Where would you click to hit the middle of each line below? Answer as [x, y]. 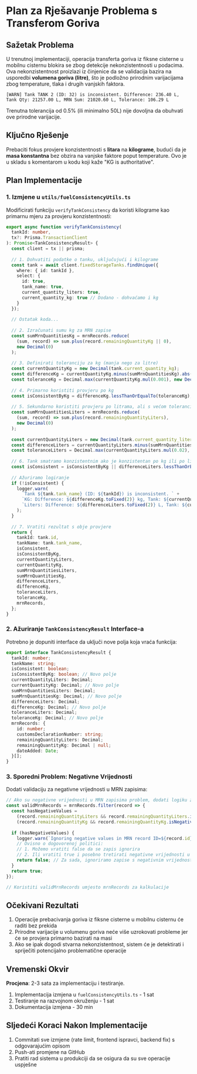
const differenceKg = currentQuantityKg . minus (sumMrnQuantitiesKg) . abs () [103, 374]
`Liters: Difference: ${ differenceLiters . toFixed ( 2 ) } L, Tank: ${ [104, 505]
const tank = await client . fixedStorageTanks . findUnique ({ [85, 265]
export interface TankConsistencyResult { [59, 652]
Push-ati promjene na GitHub [50, 1052]
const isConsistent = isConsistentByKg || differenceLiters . [88, 467]
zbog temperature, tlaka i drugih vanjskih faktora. [65, 84]
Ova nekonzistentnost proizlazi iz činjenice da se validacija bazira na [89, 71]
